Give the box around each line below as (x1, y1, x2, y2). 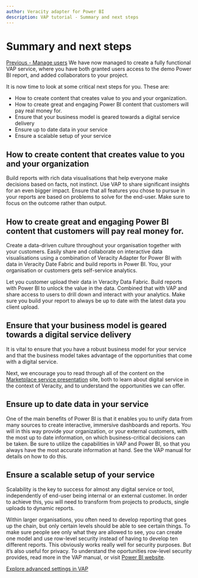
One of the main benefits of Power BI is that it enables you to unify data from (6, 415, 193, 422)
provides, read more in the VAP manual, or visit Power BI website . (6, 554, 165, 561)
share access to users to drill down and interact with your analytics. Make (6, 291, 186, 298)
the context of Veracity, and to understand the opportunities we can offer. (6, 382, 186, 389)
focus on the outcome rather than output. (6, 199, 107, 207)
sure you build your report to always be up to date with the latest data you (6, 297, 186, 305)
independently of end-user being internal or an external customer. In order (6, 492, 188, 499)
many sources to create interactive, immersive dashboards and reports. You (6, 421, 191, 428)
